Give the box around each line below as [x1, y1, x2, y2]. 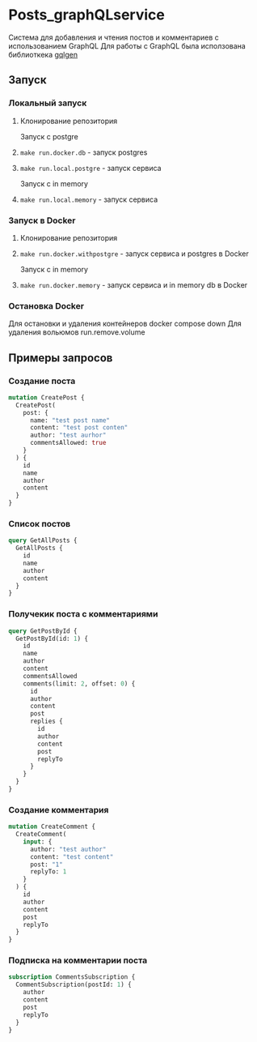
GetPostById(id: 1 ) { [15, 634, 89, 643]
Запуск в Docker [8, 215, 76, 226]
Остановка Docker [8, 300, 85, 311]
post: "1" [29, 861, 63, 869]
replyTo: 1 [29, 868, 67, 876]
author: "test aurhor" [29, 431, 107, 439]
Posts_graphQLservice [8, 6, 166, 24]
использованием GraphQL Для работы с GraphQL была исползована [8, 41, 246, 50]
